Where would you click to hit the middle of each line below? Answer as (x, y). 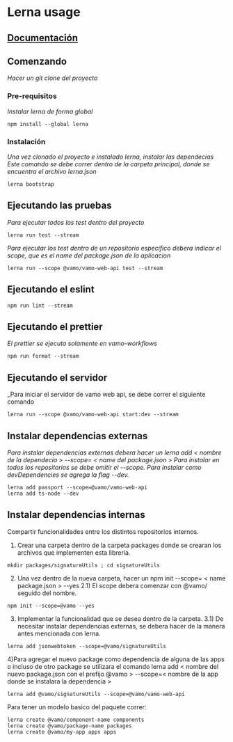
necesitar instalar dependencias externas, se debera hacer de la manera (121, 626)
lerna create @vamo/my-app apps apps (62, 732)
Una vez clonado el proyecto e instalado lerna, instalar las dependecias (111, 157)
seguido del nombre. (47, 593)
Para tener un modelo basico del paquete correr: (77, 707)
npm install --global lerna (48, 124)
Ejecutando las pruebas (59, 206)
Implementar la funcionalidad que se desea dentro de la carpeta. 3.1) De (120, 618)
